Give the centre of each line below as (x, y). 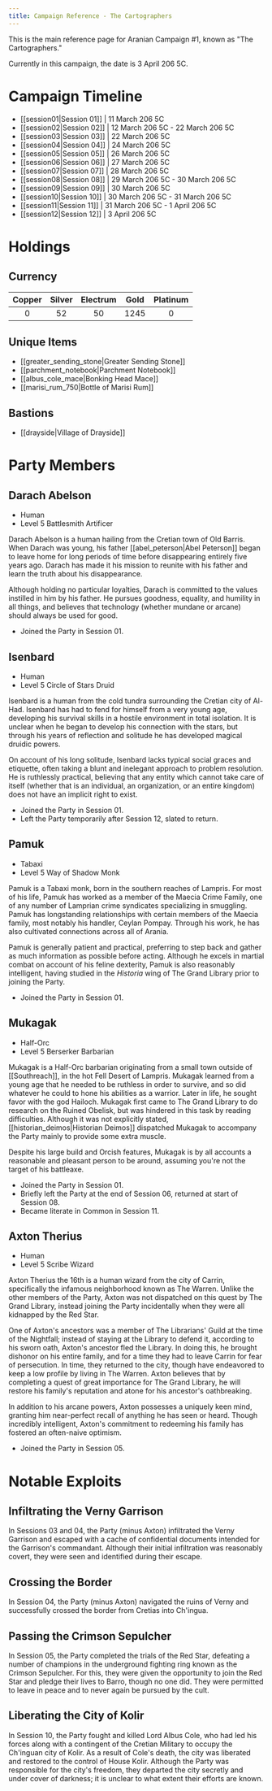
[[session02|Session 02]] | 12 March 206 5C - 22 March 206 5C (127, 128)
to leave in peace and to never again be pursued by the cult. (109, 1690)
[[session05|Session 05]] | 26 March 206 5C (95, 153)
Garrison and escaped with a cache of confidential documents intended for (134, 1539)
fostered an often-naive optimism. (65, 1432)
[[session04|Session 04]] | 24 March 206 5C (95, 145)
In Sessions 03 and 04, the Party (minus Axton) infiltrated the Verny (122, 1531)
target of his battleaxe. (46, 1169)
